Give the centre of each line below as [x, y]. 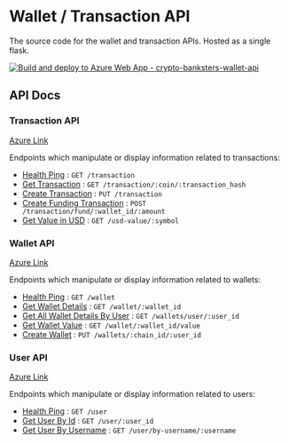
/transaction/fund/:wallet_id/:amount [94, 211]
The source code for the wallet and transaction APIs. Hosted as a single [140, 41]
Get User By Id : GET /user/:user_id [88, 421]
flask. [19, 50]
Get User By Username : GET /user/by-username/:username [129, 430]
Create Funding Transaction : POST [84, 202]
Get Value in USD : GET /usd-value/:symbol [101, 220]
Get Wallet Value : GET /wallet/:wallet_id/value [111, 325]
